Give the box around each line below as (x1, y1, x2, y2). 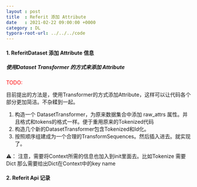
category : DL (6, 25, 41, 31)
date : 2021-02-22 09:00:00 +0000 (6, 19, 96, 25)
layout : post (6, 8, 41, 15)
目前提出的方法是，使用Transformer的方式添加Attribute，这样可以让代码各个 (6, 91, 191, 98)
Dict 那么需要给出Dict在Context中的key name (6, 159, 116, 167)
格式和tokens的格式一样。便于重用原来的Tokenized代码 (19, 118, 154, 125)
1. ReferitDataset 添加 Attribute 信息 (6, 49, 94, 56)
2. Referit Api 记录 (6, 174, 51, 182)
